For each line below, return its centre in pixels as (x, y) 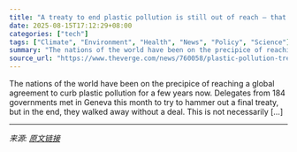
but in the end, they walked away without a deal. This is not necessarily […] (146, 112)
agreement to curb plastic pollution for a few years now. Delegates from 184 (147, 93)
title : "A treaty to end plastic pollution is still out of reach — (138, 17)
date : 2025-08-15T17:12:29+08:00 (71, 26)
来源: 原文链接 (34, 138)
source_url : (31, 58)
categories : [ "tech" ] (49, 34)
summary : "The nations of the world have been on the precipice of (136, 50)
